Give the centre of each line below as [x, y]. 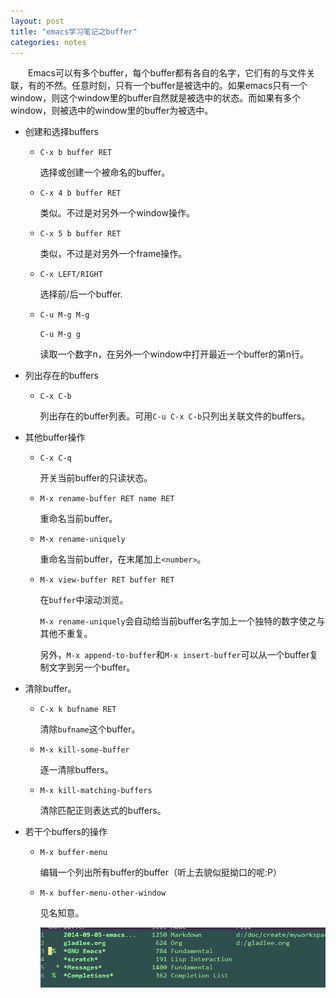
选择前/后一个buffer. [81, 294]
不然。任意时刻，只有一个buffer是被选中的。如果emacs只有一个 [176, 86]
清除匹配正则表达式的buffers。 [103, 811]
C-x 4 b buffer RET [80, 193]
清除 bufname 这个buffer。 [90, 729]
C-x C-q [55, 458]
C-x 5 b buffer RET [80, 234]
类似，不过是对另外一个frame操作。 [113, 254]
